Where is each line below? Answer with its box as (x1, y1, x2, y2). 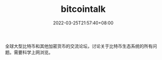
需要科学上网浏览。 (13, 49, 53, 55)
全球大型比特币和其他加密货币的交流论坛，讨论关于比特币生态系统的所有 (5, 43, 153, 49)
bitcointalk (60, 3, 106, 15)
